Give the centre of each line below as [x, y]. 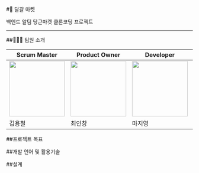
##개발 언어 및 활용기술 [33, 152]
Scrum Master [37, 55]
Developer [160, 55]
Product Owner [98, 55]
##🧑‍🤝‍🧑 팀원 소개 [26, 40]
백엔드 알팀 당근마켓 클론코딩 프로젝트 [50, 22]
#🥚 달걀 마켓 [21, 9]
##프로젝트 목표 [25, 139]
